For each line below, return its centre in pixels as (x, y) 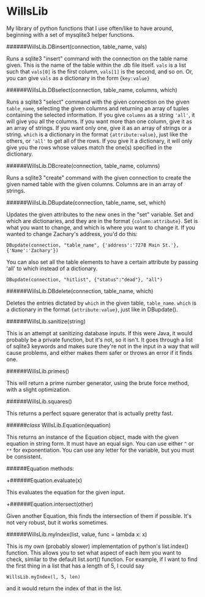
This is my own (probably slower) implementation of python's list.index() (97, 546)
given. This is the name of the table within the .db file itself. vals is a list (96, 65)
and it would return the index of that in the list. (64, 588)
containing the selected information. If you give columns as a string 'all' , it (101, 115)
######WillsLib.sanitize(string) (46, 321)
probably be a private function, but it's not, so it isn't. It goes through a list (100, 340)
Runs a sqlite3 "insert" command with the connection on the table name (97, 58)
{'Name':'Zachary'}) (33, 250)
